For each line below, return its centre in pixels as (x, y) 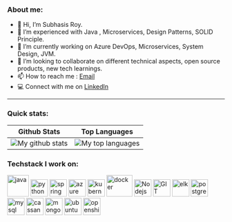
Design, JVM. (37, 54)
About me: (25, 10)
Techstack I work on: (43, 163)
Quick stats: (28, 114)
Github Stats (39, 131)
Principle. (31, 39)
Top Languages (107, 131)
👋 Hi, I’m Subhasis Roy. (50, 25)
